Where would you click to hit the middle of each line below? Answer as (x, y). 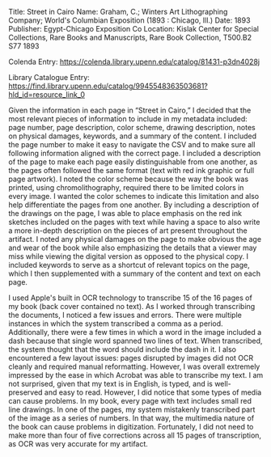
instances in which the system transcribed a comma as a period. (116, 324)
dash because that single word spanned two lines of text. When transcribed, (135, 341)
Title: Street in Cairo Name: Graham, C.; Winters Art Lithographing (118, 12)
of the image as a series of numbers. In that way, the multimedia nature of (131, 418)
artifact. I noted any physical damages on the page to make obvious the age (135, 239)
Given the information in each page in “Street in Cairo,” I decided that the (130, 110)
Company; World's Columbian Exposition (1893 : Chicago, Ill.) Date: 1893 (129, 20)
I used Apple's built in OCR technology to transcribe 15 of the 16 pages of (130, 298)
